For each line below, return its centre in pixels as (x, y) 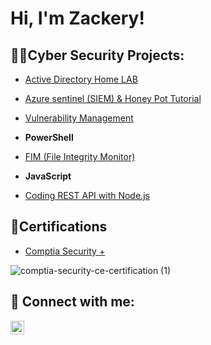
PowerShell (49, 137)
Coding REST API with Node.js (87, 195)
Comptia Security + (65, 251)
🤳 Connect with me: (72, 302)
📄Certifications (59, 227)
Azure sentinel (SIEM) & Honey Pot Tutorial (113, 98)
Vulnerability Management (79, 118)
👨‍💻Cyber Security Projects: (97, 55)
